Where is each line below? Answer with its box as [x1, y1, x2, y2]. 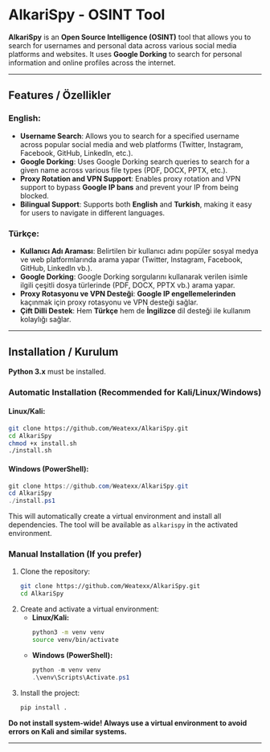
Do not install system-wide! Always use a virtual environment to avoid [8, 717, 247, 728]
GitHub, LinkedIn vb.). [19, 263, 92, 272]
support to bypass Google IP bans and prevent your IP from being [19, 182, 239, 192]
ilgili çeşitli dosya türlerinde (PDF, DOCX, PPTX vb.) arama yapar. [19, 280, 235, 290]
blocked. [19, 190, 50, 200]
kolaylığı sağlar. [19, 314, 72, 324]
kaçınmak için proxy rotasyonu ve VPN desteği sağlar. [19, 297, 198, 307]
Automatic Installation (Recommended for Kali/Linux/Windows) [8, 386, 262, 398]
